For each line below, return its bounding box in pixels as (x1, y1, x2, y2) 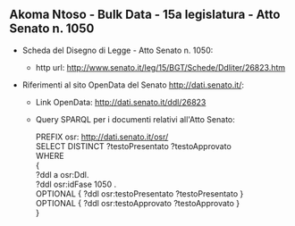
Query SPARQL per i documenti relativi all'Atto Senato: (35, 113, 235, 124)
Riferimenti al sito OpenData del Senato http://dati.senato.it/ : (21, 80, 244, 90)
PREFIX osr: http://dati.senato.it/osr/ (35, 131, 169, 142)
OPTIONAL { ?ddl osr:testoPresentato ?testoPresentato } (35, 188, 244, 199)
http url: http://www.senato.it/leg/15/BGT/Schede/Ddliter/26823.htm (35, 62, 286, 72)
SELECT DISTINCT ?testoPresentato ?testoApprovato (35, 140, 232, 151)
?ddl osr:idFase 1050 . (35, 179, 117, 189)
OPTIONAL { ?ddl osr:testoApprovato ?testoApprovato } (35, 197, 240, 208)
